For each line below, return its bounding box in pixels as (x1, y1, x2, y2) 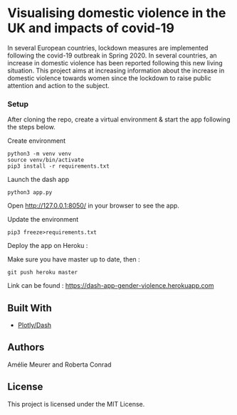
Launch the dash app (7, 176, 70, 184)
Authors (7, 341, 45, 353)
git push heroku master (7, 269, 78, 276)
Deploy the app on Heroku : (7, 242, 88, 250)
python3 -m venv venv (7, 151, 72, 158)
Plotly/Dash (17, 321, 52, 330)
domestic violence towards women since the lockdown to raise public (7, 73, 211, 82)
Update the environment (7, 215, 79, 224)
